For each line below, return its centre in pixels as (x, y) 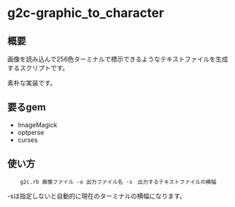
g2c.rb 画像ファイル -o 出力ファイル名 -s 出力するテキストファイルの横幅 (118, 182)
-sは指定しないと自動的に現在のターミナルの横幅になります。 (97, 196)
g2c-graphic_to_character (86, 13)
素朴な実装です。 (32, 83)
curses (28, 140)
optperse (31, 132)
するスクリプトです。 (38, 68)
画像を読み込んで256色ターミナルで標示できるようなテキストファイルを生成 (118, 59)
